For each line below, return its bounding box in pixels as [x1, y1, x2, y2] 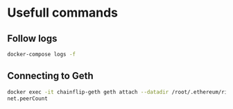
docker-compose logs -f [7, 51, 76, 58]
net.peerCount [7, 95, 49, 102]
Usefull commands [7, 5, 119, 21]
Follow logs [7, 33, 58, 44]
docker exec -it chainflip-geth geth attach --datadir [7, 88, 169, 95]
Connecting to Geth [7, 70, 94, 82]
